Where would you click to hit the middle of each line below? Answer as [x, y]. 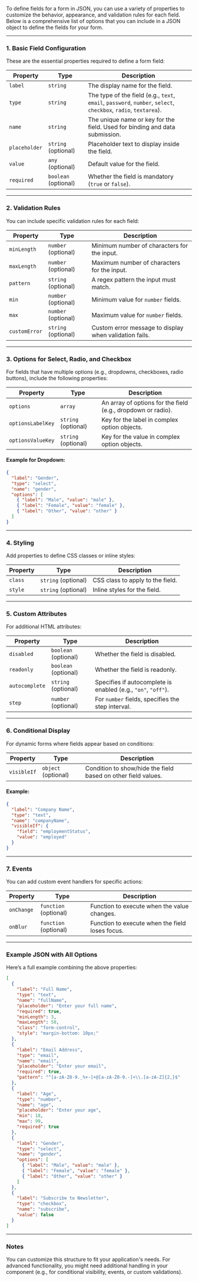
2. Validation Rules [33, 208]
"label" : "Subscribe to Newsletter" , [63, 1198]
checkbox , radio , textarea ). [125, 110]
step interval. [113, 707]
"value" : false [35, 1215]
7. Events [19, 869]
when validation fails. [121, 335]
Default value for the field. [124, 164]
